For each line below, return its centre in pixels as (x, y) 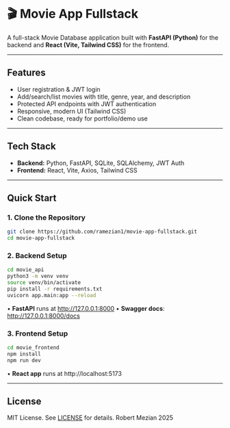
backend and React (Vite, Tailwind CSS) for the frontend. (88, 45)
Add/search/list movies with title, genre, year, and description (104, 97)
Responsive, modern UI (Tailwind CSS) (72, 111)
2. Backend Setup (37, 255)
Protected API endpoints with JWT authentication (87, 103)
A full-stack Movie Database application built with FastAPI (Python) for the (113, 37)
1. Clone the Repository (46, 217)
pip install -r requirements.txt (55, 289)
